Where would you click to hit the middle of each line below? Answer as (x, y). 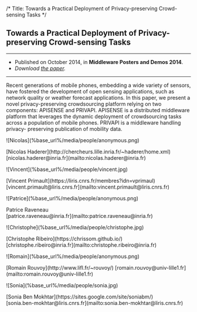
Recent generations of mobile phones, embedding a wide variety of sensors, (98, 85)
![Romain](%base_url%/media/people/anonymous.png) (73, 256)
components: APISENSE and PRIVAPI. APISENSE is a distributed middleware (98, 110)
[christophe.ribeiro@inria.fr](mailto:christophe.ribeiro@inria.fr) (81, 245)
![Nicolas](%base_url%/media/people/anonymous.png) (73, 140)
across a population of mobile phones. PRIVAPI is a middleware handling (94, 122)
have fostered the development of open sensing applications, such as (90, 91)
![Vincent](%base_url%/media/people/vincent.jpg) (67, 169)
